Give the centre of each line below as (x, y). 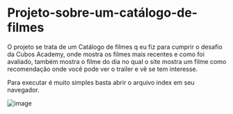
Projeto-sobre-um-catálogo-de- (103, 13)
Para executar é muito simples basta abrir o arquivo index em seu (101, 82)
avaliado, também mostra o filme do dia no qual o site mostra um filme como (117, 61)
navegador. (23, 90)
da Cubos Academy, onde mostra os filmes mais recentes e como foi (106, 54)
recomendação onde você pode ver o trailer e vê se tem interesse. (103, 69)
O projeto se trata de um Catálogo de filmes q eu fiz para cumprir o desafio (115, 47)
